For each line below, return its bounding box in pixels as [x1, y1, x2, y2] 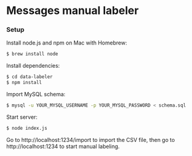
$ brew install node [6, 51, 59, 57]
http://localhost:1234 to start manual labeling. [6, 143, 120, 150]
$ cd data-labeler [6, 74, 53, 80]
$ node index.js [6, 125, 47, 131]
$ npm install [6, 80, 43, 86]
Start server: [6, 113, 38, 121]
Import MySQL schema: [6, 91, 66, 98]
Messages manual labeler [6, 4, 139, 18]
